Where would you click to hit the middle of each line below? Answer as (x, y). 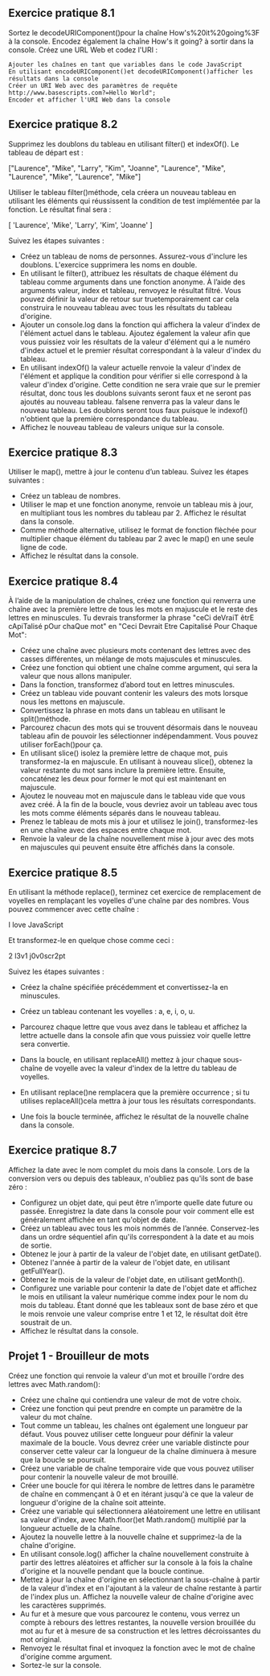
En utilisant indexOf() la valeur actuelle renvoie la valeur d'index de (130, 367)
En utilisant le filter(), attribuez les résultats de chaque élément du (129, 273)
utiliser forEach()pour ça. (61, 745)
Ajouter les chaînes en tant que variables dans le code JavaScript (125, 64)
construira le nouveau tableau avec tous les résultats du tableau (126, 307)
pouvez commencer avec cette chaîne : (74, 909)
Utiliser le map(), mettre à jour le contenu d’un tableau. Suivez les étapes (129, 472)
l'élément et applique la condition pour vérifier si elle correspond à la (133, 376)
